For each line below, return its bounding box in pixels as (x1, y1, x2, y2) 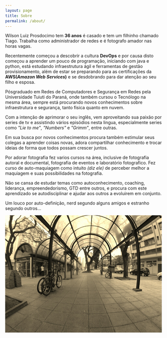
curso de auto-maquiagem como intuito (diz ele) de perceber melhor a (5, 165, 150, 171)
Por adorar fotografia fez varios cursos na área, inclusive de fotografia (5, 154, 149, 161)
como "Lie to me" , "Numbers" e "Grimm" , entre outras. (5, 125, 118, 131)
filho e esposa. (5, 79, 36, 85)
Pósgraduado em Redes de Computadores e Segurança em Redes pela (5, 89, 151, 95)
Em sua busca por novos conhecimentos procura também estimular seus (5, 135, 155, 140)
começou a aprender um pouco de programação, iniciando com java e (5, 58, 149, 64)
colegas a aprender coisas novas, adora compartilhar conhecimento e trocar (5, 139, 162, 146)
